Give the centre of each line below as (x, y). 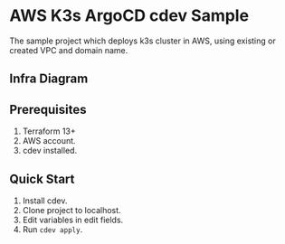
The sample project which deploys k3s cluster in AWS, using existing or (142, 41)
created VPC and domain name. (69, 50)
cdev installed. (50, 151)
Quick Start (42, 178)
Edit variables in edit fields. (73, 220)
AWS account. (49, 141)
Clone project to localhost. (71, 210)
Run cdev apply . (52, 229)
